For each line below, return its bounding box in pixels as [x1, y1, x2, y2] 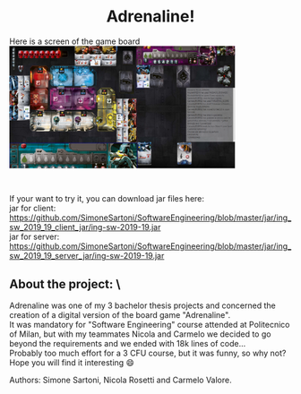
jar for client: [9, 203, 56, 214]
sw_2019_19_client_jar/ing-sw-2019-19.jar [9, 222, 161, 233]
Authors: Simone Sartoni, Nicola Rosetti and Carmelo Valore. [9, 374, 232, 386]
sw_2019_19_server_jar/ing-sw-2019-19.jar [9, 251, 165, 261]
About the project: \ [9, 276, 121, 292]
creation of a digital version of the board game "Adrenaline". [9, 310, 231, 321]
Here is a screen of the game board [9, 36, 141, 47]
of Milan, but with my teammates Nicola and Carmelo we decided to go [9, 329, 271, 339]
